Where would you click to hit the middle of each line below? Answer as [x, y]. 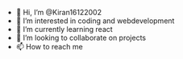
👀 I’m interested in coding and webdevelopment [95, 21]
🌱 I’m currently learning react [64, 29]
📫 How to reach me [49, 47]
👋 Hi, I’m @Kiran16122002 [59, 12]
